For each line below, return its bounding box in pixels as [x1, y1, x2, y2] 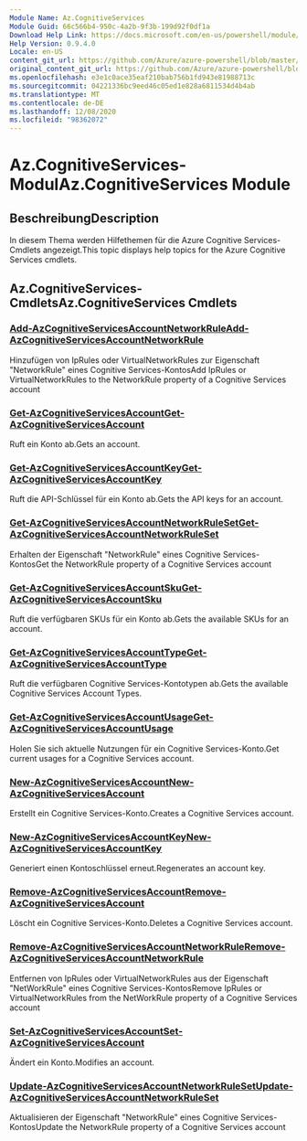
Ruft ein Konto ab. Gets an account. [9, 439, 141, 450]
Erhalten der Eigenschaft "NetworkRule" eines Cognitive [9, 549, 221, 560]
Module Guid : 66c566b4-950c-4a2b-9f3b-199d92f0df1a [9, 22, 210, 31]
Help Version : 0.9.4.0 [9, 38, 96, 48]
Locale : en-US [9, 48, 64, 57]
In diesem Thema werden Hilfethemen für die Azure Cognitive [9, 235, 242, 246]
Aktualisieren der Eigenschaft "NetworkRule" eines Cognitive [9, 1112, 239, 1123]
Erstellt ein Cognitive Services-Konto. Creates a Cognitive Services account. [9, 807, 294, 818]
